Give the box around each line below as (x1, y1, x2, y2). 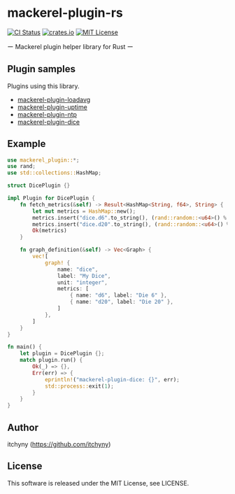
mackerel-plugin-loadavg (17, 95, 91, 104)
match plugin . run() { (20, 357, 83, 364)
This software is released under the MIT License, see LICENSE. (7, 479, 190, 487)
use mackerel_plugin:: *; (7, 156, 80, 164)
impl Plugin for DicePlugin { (7, 195, 96, 202)
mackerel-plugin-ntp (17, 110, 77, 118)
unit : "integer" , (57, 278, 108, 286)
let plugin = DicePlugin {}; (20, 350, 105, 358)
